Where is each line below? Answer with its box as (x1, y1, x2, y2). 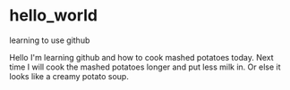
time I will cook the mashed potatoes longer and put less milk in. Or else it (9, 61, 281, 72)
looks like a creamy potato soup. (9, 70, 130, 81)
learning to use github (9, 35, 90, 45)
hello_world (9, 5, 98, 26)
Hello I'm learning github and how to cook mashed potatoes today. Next (9, 52, 275, 62)
